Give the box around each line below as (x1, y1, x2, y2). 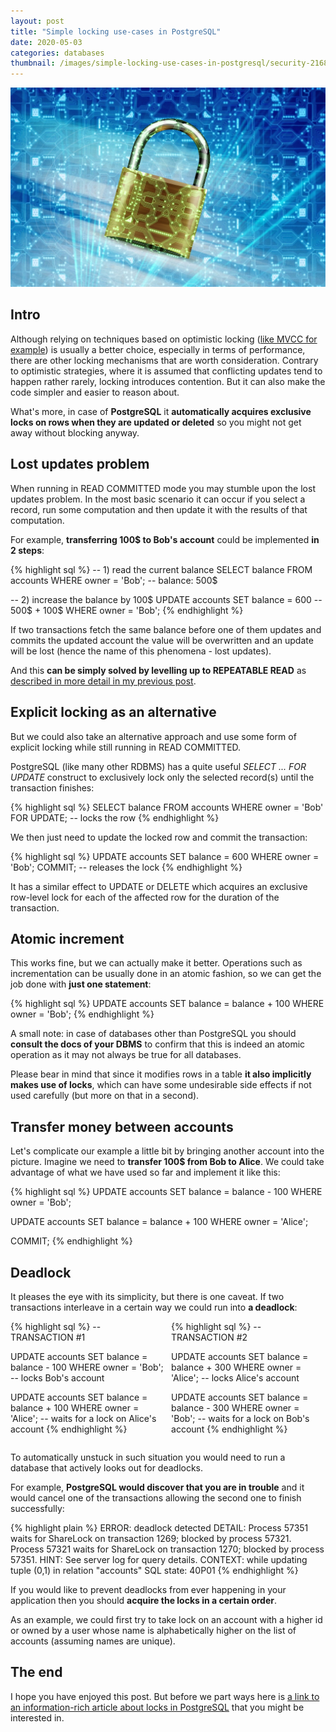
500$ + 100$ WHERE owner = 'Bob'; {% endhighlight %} (10, 604, 244, 616)
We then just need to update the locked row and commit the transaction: (10, 831, 308, 843)
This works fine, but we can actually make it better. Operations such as (10, 957, 303, 969)
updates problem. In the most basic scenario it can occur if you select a (10, 493, 306, 505)
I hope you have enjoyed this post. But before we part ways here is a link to (10, 1690, 320, 1702)
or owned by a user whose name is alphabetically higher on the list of (10, 1624, 297, 1636)
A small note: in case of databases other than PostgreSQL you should (10, 1028, 297, 1040)
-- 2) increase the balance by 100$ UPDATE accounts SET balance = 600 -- (10, 593, 323, 605)
